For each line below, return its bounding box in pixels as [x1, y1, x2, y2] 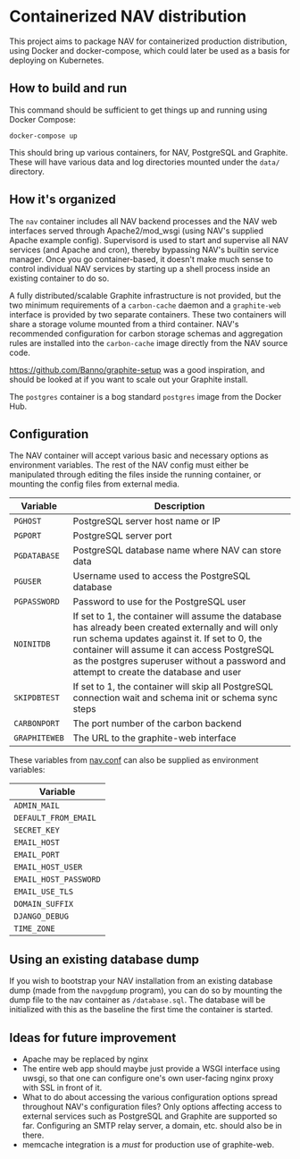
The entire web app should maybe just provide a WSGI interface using [21, 1063, 280, 1074]
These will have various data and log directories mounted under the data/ [9, 157, 280, 167]
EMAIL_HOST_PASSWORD [13, 875, 101, 884]
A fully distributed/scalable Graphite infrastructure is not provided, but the [9, 290, 281, 300]
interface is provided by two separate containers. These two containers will [9, 309, 287, 319]
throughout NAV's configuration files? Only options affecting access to [21, 1102, 283, 1112]
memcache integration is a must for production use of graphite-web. [21, 1139, 275, 1150]
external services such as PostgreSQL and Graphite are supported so [21, 1111, 278, 1121]
